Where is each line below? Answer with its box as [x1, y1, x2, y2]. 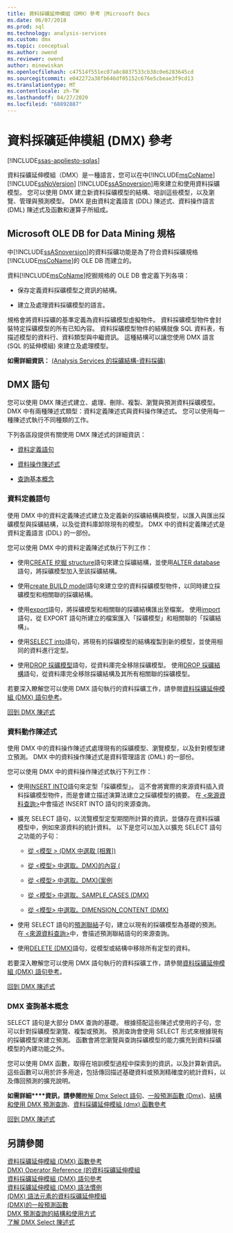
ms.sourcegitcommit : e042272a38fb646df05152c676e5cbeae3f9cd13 [7, 74, 194, 82]
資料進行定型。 [29, 646, 73, 654]
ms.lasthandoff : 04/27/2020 [7, 95, 89, 102]
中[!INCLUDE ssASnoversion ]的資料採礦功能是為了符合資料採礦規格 [7, 248, 198, 256]
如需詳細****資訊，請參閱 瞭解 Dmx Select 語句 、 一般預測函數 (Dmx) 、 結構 [7, 1092, 222, 1100]
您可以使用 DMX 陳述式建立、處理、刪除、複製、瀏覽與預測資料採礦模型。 [7, 398, 220, 407]
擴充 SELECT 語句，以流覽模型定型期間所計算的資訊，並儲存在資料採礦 [17, 815, 221, 823]
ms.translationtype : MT [7, 81, 76, 88]
